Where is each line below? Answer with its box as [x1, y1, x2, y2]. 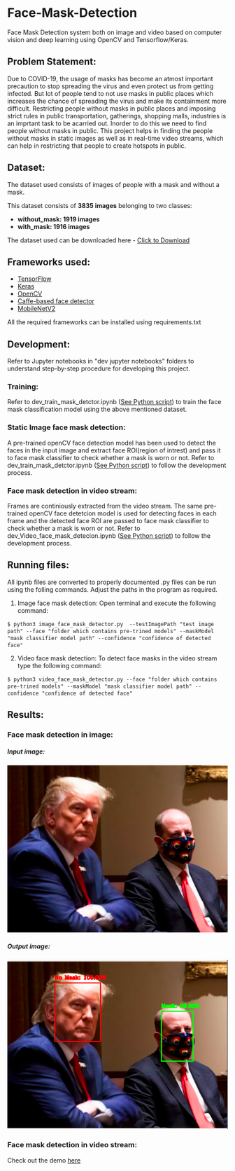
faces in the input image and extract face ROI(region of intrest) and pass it [7, 446, 221, 455]
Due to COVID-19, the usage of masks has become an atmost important [7, 74, 213, 83]
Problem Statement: [7, 56, 97, 68]
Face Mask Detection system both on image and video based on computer [7, 28, 222, 36]
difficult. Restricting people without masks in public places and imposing [7, 104, 216, 113]
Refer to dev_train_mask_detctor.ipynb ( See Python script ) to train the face [7, 398, 222, 406]
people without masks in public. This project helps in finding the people [7, 126, 213, 134]
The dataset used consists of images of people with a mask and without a [7, 180, 220, 188]
